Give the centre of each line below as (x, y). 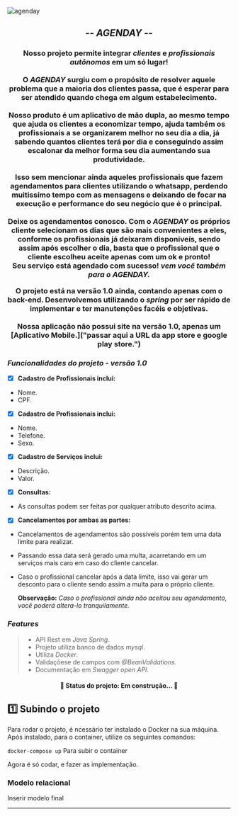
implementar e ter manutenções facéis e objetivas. (119, 308)
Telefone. (32, 436)
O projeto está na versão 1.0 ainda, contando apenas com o (119, 290)
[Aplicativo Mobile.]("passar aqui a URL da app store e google (119, 335)
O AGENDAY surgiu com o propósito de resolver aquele (119, 80)
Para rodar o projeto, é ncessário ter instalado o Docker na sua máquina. (113, 729)
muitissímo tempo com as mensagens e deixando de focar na (119, 195)
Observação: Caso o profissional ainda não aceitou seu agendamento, (122, 598)
